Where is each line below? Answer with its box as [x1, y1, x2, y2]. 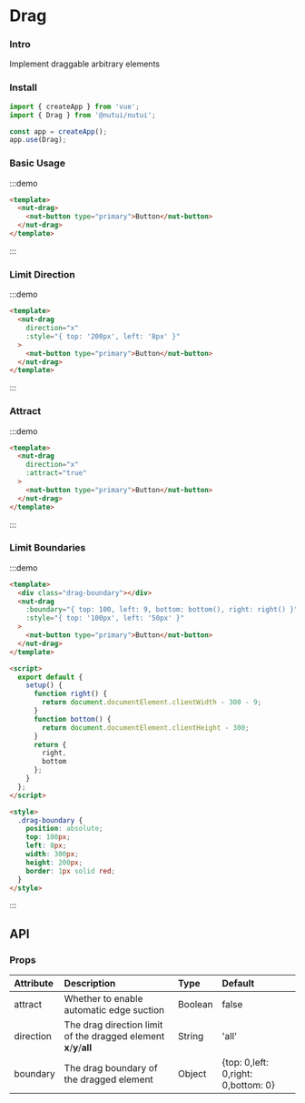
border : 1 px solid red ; [25, 866, 116, 875]
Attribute [14, 977, 54, 990]
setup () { [25, 681, 64, 690]
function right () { [33, 689, 107, 699]
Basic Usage [9, 157, 66, 169]
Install [9, 81, 38, 94]
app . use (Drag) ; [9, 136, 67, 145]
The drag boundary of [64, 1062, 158, 1075]
